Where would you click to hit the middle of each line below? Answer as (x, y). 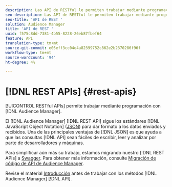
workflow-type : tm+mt (28, 52)
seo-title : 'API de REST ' (34, 19)
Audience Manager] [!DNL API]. (39, 179)
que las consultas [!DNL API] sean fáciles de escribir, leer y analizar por (81, 138)
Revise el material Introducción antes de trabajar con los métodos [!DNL (81, 173)
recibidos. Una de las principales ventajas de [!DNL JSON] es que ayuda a (84, 132)
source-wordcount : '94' (31, 57)
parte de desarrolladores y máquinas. (45, 143)
